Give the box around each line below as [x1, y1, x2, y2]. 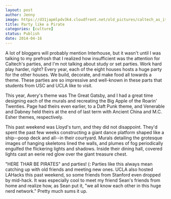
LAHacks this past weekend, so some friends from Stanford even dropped [5, 171, 161, 178]
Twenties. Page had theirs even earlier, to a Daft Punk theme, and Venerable [5, 103, 165, 109]
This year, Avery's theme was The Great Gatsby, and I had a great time [5, 92, 154, 98]
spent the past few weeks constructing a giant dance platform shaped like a [5, 129, 164, 135]
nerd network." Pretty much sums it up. [5, 188, 88, 194]
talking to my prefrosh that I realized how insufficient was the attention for [5, 55, 160, 61]
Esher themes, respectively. [5, 114, 64, 120]
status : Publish [5, 31, 40, 36]
